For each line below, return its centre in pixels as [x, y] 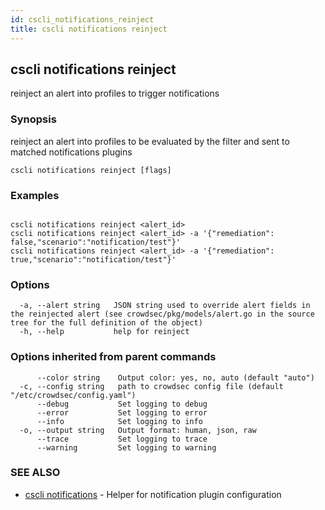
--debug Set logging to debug [122, 404]
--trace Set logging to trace [122, 439]
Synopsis [33, 119]
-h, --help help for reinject [104, 332]
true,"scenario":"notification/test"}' [93, 259]
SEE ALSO [35, 473]
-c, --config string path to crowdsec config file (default [151, 386]
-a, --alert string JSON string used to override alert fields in [165, 306]
